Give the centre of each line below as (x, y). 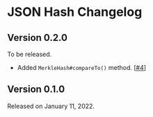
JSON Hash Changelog (75, 12)
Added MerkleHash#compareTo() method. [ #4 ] (82, 67)
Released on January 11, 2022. (51, 106)
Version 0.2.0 (38, 38)
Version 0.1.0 (36, 90)
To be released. (30, 54)
